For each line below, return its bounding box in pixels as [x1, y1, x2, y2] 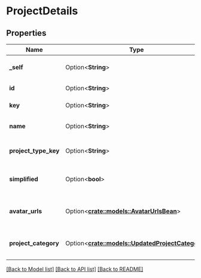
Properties [6, 28, 47, 38]
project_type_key [9, 147, 60, 155]
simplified [9, 175, 39, 183]
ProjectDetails [6, 4, 78, 18]
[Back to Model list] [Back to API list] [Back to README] [6, 265, 144, 273]
